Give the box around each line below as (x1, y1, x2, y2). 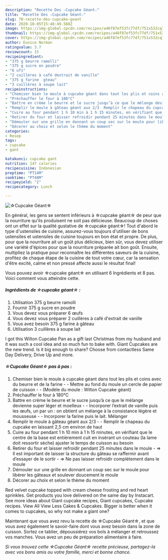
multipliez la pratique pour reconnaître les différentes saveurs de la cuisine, (5, 249, 160, 255)
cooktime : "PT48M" (5, 175, 43, 180)
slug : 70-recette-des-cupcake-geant (5, 17, 81, 22)
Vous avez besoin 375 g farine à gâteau (12, 321, 94, 327)
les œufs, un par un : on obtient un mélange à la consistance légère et (12, 407, 157, 414)
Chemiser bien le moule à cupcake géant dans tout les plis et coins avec (12, 376, 161, 382)
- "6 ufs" (5, 68, 26, 73)
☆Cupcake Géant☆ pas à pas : (5, 363, 72, 369)
